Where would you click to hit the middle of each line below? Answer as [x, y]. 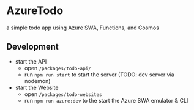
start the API [31, 61]
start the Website [37, 87]
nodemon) [37, 81]
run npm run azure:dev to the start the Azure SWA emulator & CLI [106, 100]
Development [33, 47]
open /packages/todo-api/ [58, 68]
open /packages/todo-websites [63, 94]
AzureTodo [35, 11]
